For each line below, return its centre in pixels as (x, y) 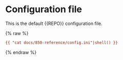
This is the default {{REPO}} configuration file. (54, 23)
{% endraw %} (21, 52)
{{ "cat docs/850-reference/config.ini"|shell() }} (61, 42)
